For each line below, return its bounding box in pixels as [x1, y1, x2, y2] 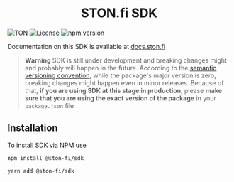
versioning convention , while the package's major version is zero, [24, 71, 216, 80]
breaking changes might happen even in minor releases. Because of [24, 78, 224, 87]
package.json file [24, 101, 74, 109]
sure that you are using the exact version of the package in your [24, 94, 216, 102]
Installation [7, 122, 58, 134]
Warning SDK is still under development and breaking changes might [24, 55, 227, 65]
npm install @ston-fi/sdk [7, 154, 84, 161]
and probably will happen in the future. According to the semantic [24, 63, 217, 72]
